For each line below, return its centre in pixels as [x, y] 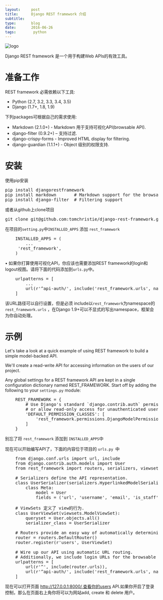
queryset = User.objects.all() [63, 518]
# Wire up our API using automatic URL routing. [74, 552]
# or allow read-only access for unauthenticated [86, 409]
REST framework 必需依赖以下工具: [40, 92]
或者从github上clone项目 [30, 209]
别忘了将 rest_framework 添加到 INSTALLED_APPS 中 [54, 438]
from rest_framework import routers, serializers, [77, 468]
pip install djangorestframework [45, 190]
